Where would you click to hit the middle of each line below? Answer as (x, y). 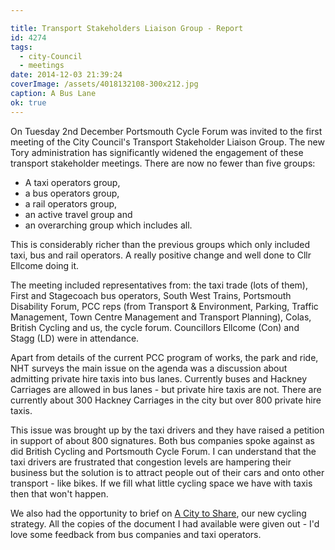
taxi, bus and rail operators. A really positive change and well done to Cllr (161, 255)
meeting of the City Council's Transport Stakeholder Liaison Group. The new (167, 142)
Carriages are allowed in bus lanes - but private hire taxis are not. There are (166, 389)
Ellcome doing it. (45, 265)
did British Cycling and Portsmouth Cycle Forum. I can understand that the (163, 451)
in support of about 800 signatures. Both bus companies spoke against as (162, 440)
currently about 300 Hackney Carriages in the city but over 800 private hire (166, 400)
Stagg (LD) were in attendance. (75, 338)
